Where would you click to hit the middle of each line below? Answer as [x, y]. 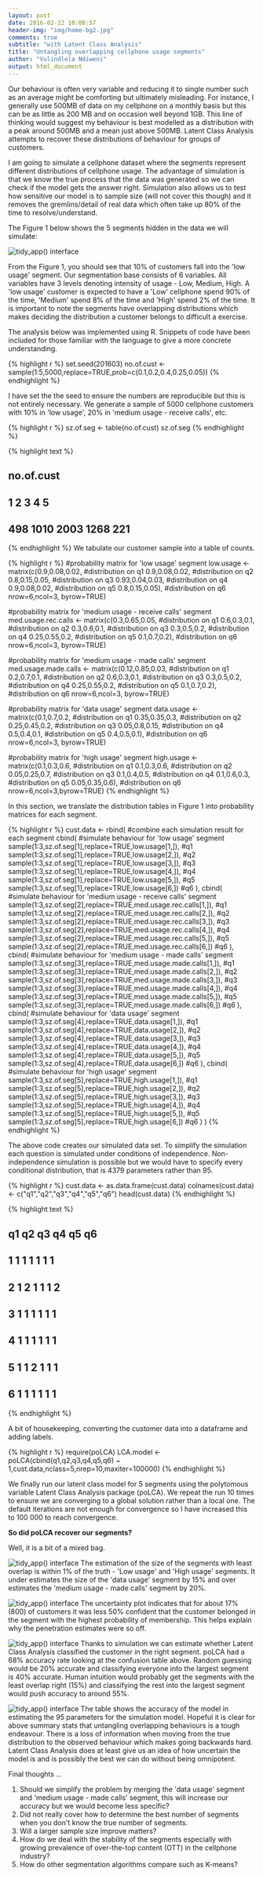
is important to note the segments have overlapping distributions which [123, 308]
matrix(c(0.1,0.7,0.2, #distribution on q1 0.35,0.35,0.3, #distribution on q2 [125, 717]
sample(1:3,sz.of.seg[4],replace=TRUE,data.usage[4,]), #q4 [105, 1047]
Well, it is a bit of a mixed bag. [57, 1547]
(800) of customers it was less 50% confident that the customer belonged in [132, 1612]
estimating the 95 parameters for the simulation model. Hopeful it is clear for [132, 1717]
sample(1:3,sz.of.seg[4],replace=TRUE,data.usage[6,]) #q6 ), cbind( [118, 1063]
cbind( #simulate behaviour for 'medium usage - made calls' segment [121, 955]
